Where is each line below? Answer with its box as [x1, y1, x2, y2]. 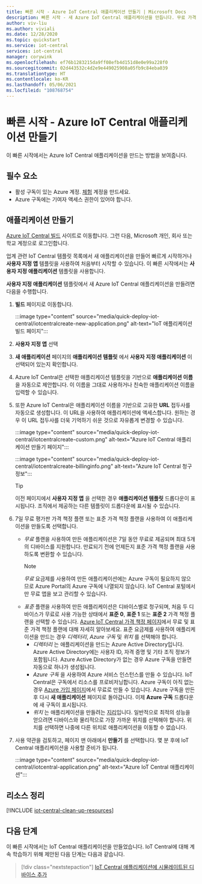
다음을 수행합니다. [6, 288, 49, 295]
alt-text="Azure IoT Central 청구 [114, 463, 192, 470]
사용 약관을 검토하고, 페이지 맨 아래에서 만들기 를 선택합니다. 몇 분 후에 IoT [14, 737, 189, 744]
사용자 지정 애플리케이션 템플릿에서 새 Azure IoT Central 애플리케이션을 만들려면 [6, 280, 195, 287]
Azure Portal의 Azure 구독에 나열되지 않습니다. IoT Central [35, 583, 175, 590]
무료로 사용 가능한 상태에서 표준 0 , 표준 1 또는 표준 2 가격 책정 [44, 610, 189, 618]
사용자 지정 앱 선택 [14, 341, 58, 348]
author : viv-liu [6, 20, 47, 26]
